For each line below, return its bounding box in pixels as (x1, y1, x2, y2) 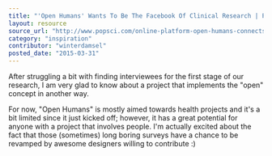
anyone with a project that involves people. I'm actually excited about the (8, 122, 252, 131)
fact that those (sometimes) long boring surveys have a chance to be (8, 130, 239, 140)
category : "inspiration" (8, 34, 92, 43)
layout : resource (8, 19, 67, 27)
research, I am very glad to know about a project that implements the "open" (8, 80, 264, 90)
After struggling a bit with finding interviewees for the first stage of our (8, 72, 244, 81)
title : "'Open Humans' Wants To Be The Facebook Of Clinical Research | (8, 11, 259, 20)
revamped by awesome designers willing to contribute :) (8, 139, 196, 148)
